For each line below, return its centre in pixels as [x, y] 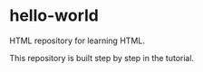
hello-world [54, 16]
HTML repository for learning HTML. [77, 40]
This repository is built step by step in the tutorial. [102, 58]
